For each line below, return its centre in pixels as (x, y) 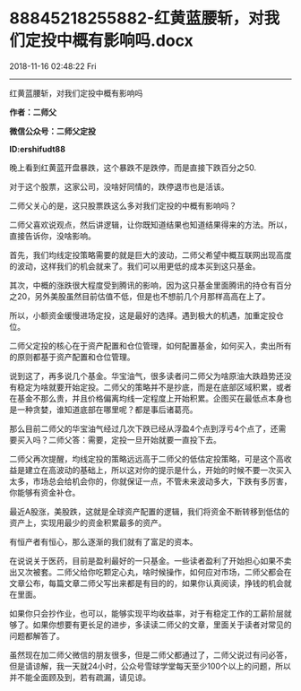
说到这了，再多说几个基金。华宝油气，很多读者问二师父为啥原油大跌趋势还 (146, 376)
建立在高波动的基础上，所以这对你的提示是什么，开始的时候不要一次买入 (158, 470)
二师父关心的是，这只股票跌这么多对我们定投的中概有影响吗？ (123, 205)
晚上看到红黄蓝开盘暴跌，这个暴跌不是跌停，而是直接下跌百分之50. (133, 168)
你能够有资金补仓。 (45, 492)
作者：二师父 (33, 112)
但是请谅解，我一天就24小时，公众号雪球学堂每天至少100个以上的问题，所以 (150, 666)
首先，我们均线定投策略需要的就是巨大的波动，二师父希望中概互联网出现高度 (150, 255)
